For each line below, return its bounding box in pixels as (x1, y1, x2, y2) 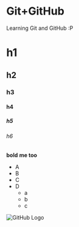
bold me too (6, 151, 38, 159)
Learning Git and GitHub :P (6, 24, 74, 32)
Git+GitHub (6, 4, 65, 18)
